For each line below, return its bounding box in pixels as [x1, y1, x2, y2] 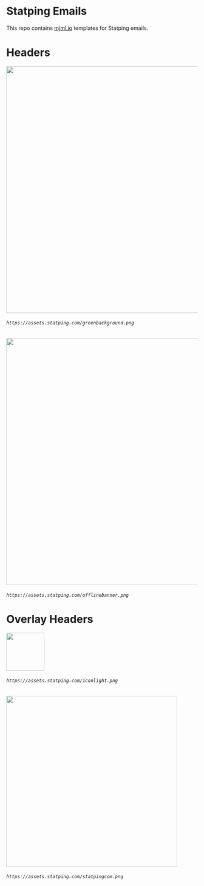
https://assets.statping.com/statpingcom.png [6, 874, 123, 880]
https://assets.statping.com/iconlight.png [6, 678, 118, 684]
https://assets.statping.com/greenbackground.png [6, 320, 135, 326]
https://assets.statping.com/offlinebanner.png [6, 592, 129, 598]
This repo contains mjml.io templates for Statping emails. [6, 24, 149, 32]
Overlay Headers [6, 612, 93, 626]
